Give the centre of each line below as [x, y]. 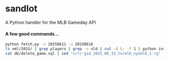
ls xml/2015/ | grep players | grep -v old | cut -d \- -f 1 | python [81, 49]
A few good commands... [32, 34]
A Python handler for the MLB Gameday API [51, 22]
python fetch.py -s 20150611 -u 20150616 [49, 44]
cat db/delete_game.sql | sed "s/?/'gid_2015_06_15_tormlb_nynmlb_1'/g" [83, 53]
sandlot [21, 9]
